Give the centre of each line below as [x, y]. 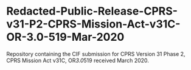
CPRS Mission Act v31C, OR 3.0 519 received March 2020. [78, 60]
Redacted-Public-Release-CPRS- [92, 11]
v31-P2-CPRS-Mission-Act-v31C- [93, 24]
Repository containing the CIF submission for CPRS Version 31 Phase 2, [96, 54]
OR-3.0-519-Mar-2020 [65, 37]
